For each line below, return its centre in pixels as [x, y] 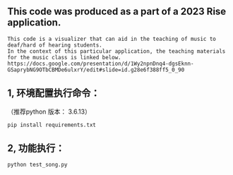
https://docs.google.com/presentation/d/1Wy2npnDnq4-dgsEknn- [101, 64]
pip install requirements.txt [52, 125]
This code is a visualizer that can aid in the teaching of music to [112, 39]
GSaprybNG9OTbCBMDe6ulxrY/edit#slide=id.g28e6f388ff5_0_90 [96, 70]
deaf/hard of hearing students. [55, 45]
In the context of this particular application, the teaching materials [116, 51]
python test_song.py [38, 165]
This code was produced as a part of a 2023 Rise [117, 12]
